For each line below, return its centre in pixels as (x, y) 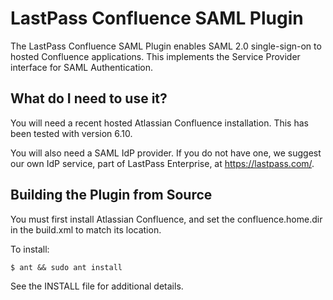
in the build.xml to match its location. (86, 229)
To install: (30, 249)
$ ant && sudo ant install (66, 267)
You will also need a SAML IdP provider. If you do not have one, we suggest (166, 153)
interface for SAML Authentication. (82, 67)
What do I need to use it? (89, 98)
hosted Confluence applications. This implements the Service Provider (155, 56)
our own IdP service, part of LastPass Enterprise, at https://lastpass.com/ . (162, 163)
